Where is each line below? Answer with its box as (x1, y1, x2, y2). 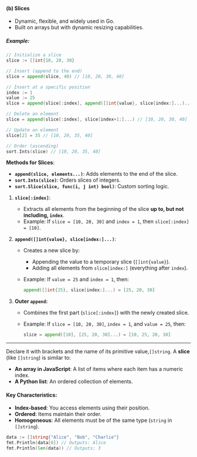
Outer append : (14, 298, 48, 305)
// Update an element (6, 127, 59, 133)
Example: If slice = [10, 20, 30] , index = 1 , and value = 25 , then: (23, 320, 186, 328)
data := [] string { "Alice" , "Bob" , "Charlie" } (6, 434, 119, 441)
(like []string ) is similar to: (6, 354, 72, 361)
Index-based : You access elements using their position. (14, 404, 150, 411)
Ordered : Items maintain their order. (14, 411, 101, 418)
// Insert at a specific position (6, 84, 91, 90)
